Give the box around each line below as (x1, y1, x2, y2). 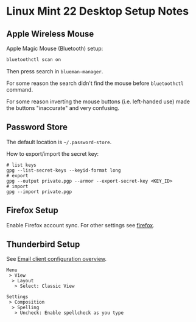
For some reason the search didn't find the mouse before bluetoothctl (6, 79, 184, 87)
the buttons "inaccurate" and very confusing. (6, 104, 120, 111)
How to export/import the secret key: (6, 150, 99, 157)
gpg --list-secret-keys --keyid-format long (6, 167, 121, 174)
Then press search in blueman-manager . (6, 67, 103, 75)
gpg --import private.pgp (6, 188, 72, 195)
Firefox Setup (6, 205, 59, 216)
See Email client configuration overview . (6, 255, 107, 263)
